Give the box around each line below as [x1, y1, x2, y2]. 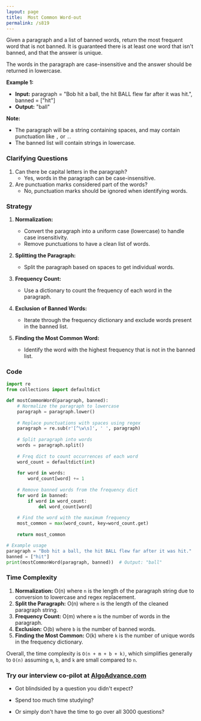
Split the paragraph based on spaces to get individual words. [23, 263, 175, 270]
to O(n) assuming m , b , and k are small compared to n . [6, 656, 137, 663]
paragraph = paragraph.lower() [17, 409, 95, 415]
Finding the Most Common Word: [14, 334, 100, 341]
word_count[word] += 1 [28, 476, 85, 482]
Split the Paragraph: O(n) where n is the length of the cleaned [14, 600, 169, 607]
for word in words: [17, 470, 66, 476]
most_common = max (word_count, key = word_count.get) [17, 520, 149, 526]
